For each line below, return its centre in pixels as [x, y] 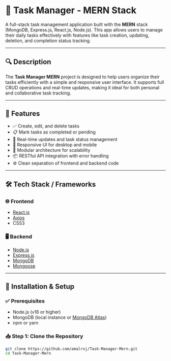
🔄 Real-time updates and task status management [65, 139]
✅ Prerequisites [25, 301]
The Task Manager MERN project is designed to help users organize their [82, 77]
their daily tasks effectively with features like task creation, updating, [77, 35]
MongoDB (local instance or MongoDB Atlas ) [60, 317]
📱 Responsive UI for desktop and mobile [55, 145]
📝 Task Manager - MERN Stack [71, 10]
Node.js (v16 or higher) [37, 312]
